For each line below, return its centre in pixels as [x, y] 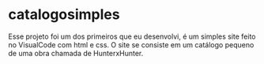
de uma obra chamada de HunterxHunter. [76, 53]
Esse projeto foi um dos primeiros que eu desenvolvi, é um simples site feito [132, 36]
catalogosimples [64, 15]
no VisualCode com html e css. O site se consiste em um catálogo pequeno [131, 44]
